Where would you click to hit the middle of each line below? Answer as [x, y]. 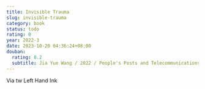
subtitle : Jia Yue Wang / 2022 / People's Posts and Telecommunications [106, 63]
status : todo [23, 29]
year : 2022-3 [23, 40]
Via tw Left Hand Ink [32, 80]
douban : [16, 52]
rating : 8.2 [27, 57]
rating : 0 [19, 35]
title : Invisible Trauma [38, 12]
